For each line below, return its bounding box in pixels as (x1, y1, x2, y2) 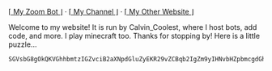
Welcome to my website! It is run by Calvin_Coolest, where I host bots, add (8, 23, 257, 31)
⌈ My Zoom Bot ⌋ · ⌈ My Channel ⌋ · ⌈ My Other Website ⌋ (8, 7, 194, 16)
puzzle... (8, 40, 37, 49)
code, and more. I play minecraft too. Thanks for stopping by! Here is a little (8, 31, 261, 40)
